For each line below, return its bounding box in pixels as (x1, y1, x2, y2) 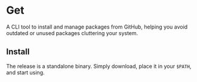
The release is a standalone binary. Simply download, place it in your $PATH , (6, 62, 192, 70)
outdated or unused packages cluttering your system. (6, 29, 138, 36)
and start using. (6, 69, 45, 76)
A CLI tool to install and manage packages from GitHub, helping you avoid (6, 23, 188, 30)
